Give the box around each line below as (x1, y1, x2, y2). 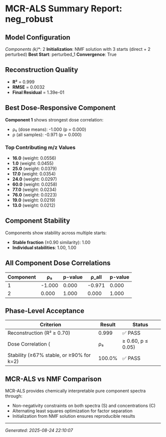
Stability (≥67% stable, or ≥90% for (7, 352, 91, 358)
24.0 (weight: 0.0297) (12, 176, 57, 182)
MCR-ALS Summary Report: (5, 3, 123, 14)
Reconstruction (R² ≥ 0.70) (7, 329, 71, 336)
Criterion (40, 321, 62, 328)
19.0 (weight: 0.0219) (12, 197, 56, 203)
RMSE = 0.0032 (12, 84, 45, 90)
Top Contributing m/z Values (5, 144, 76, 151)
